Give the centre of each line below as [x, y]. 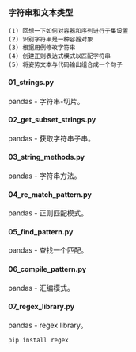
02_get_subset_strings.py [52, 120]
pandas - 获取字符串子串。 [51, 138]
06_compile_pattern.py [47, 269]
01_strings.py [31, 82]
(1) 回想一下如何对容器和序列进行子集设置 [68, 31]
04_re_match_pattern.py [50, 194]
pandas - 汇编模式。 [41, 288]
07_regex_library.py [42, 307]
